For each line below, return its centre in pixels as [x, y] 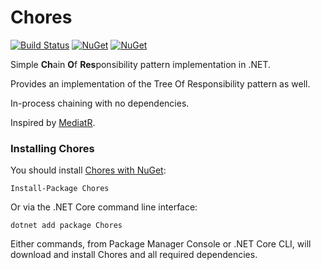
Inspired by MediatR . [53, 122]
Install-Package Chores [60, 189]
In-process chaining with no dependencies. [100, 103]
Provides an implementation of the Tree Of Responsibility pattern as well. [160, 83]
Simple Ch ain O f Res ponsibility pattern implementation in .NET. [141, 64]
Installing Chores [52, 148]
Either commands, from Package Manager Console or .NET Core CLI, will [161, 244]
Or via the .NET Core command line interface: [104, 207]
